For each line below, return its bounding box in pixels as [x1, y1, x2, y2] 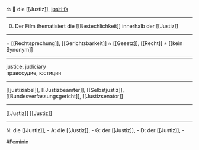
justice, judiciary [6, 63, 46, 70]
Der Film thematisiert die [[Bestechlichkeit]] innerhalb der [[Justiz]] [14, 23, 179, 30]
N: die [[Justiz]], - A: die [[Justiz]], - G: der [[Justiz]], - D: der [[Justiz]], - [6, 127, 185, 133]
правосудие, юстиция [6, 69, 62, 76]
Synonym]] [6, 46, 33, 53]
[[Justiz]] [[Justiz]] [6, 110, 52, 117]
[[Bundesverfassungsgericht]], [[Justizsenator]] [6, 92, 123, 100]
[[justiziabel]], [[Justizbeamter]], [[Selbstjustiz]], [6, 87, 124, 93]
